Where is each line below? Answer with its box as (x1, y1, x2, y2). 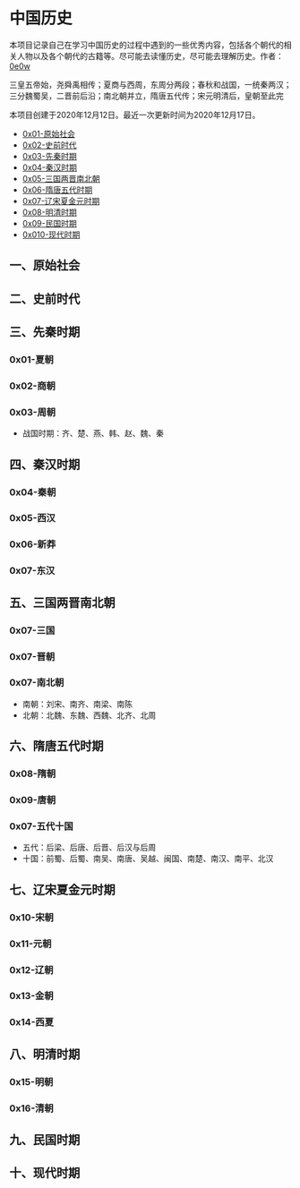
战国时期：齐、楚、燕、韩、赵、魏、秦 (21, 428, 164, 439)
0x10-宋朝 (9, 910, 54, 923)
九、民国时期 (9, 1132, 81, 1148)
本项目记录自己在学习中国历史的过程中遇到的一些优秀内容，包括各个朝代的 (9, 39, 284, 50)
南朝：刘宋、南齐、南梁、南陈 (21, 698, 133, 709)
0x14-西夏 (9, 1016, 55, 1029)
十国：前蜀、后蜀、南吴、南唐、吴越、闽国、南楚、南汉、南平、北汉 (21, 853, 274, 864)
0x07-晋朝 (9, 650, 56, 662)
